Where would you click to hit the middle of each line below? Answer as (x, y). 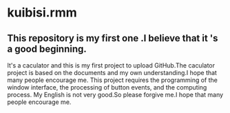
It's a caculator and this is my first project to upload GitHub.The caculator (111, 65)
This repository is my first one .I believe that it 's (113, 38)
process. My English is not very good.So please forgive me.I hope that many (115, 95)
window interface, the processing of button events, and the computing (107, 87)
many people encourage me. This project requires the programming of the (113, 80)
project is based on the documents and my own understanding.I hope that (112, 73)
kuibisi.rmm (42, 13)
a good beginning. (47, 49)
